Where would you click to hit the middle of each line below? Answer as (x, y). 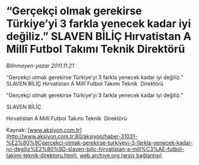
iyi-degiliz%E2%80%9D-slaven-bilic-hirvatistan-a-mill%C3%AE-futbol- (95, 149)
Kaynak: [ (18, 130)
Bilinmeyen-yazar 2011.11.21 (40, 65)
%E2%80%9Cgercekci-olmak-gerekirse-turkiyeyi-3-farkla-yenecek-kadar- (99, 142)
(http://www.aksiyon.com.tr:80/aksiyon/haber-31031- (72, 136)
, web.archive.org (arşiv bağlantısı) (120, 155)
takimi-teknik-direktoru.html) (42, 155)
